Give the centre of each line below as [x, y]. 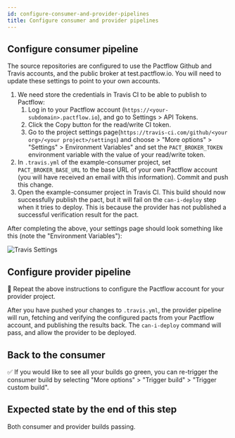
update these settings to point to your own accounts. [84, 81]
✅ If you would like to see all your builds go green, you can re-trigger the [113, 372]
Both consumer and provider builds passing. [71, 426]
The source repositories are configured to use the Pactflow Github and [110, 66]
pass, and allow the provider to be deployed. [72, 333]
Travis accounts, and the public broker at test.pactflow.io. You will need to [114, 73]
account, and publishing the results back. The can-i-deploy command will [114, 325]
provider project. [32, 297]
